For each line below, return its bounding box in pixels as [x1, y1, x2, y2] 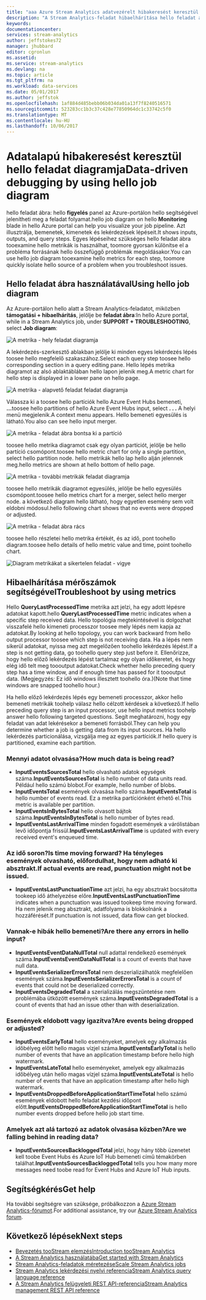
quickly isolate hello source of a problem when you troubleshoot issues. [6, 261, 188, 269]
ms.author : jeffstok [6, 95, 59, 101]
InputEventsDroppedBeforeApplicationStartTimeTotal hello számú [15, 1090, 187, 1097]
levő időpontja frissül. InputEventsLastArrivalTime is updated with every [15, 827, 199, 834]
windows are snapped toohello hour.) [6, 681, 101, 689]
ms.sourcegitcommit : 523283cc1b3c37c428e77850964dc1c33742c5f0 [6, 106, 172, 112]
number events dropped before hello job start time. [15, 1109, 145, 1117]
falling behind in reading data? [6, 1132, 99, 1141]
